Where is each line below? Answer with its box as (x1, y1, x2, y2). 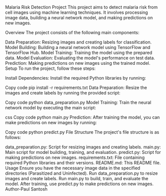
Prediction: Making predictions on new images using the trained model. (5, 60, 151, 66)
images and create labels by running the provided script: (5, 90, 120, 96)
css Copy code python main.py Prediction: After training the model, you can (5, 114, 160, 120)
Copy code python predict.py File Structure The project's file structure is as (5, 129, 160, 135)
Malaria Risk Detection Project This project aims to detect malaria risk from (5, 4, 158, 10)
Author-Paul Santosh (5, 186, 48, 192)
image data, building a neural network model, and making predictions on (5, 15, 153, 20)
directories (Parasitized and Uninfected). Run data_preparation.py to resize (5, 170, 158, 176)
